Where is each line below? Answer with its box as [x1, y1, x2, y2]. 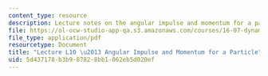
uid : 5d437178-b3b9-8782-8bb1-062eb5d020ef [8, 56, 156, 64]
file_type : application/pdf [8, 33, 102, 42]
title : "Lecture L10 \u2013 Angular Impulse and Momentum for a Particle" [8, 48, 262, 56]
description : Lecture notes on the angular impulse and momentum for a [8, 19, 251, 27]
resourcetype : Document [8, 41, 88, 49]
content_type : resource [8, 11, 88, 20]
